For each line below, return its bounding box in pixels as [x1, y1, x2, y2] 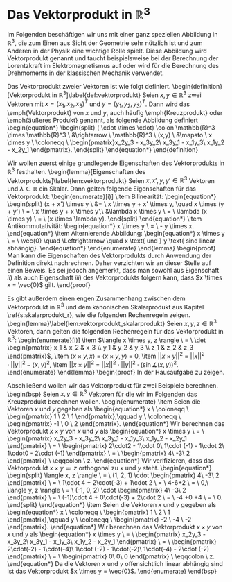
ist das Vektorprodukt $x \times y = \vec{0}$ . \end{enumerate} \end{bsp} [7, 567, 217, 576]
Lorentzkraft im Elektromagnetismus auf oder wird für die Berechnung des [7, 61, 220, 69]
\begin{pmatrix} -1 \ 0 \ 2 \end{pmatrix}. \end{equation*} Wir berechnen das [7, 420, 225, 428]
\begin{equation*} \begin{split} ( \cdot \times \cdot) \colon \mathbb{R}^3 [7, 123, 215, 132]
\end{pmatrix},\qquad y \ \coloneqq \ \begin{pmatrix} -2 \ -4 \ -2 [7, 515, 192, 524]
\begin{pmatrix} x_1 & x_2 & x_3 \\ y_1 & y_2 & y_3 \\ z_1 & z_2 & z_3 [7, 343, 194, 352]
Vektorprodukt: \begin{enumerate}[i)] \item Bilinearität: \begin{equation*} [7, 192, 217, 201]
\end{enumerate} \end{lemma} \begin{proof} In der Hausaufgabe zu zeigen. [7, 368, 225, 376]
